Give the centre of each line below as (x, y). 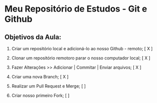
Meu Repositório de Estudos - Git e (76, 9)
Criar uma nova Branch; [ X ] (40, 77)
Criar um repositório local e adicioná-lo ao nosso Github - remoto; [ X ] (82, 49)
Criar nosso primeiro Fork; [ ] (40, 96)
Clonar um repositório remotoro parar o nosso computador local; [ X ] (81, 58)
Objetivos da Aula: (33, 37)
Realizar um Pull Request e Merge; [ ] (48, 86)
